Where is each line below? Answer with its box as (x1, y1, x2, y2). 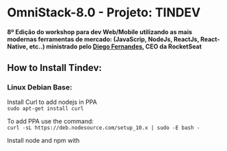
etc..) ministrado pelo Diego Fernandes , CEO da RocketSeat (29, 42, 202, 51)
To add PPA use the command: (7, 118, 94, 126)
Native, (7, 42, 29, 51)
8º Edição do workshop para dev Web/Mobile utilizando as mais (7, 27, 193, 36)
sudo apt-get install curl (7, 105, 84, 112)
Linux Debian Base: (7, 83, 72, 92)
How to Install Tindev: (7, 62, 103, 74)
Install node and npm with (7, 137, 80, 145)
